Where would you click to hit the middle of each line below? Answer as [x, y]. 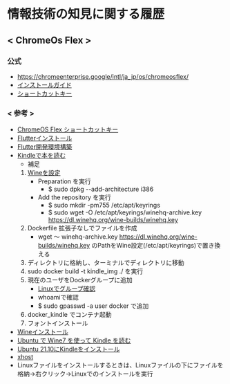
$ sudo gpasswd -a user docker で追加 [93, 306]
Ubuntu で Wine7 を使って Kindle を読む [74, 340]
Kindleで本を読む [41, 156]
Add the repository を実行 [75, 197]
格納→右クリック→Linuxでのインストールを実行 [85, 374]
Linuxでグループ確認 [67, 289]
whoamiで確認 [58, 298]
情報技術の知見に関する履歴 [86, 14]
